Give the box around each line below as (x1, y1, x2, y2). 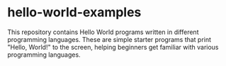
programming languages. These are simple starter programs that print (7, 35, 211, 43)
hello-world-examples (7, 4, 142, 21)
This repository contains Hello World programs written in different (7, 28, 199, 36)
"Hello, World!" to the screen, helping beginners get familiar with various (7, 43, 219, 51)
